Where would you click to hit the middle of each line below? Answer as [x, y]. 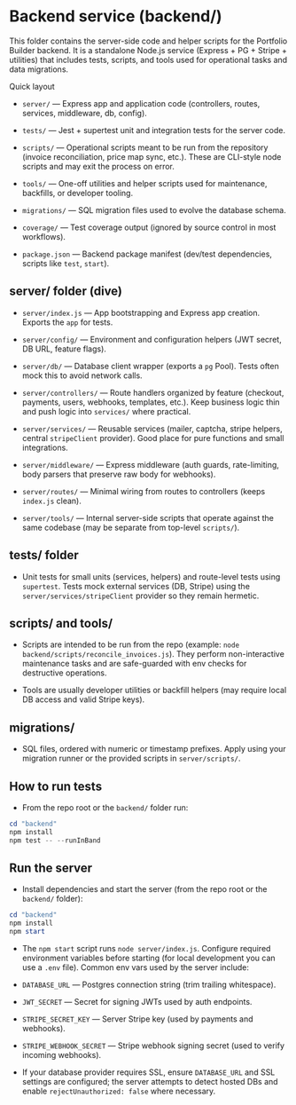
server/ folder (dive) [66, 292]
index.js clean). [51, 501]
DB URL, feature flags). [64, 349]
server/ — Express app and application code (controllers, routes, [141, 103]
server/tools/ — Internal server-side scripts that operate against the [148, 517]
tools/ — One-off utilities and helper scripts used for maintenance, [144, 183]
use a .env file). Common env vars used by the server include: [136, 967]
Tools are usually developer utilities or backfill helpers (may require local [154, 691]
